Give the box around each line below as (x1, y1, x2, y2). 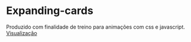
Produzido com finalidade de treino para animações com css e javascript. (6, 23, 185, 30)
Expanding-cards (6, 4, 93, 17)
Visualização (6, 29, 37, 36)
